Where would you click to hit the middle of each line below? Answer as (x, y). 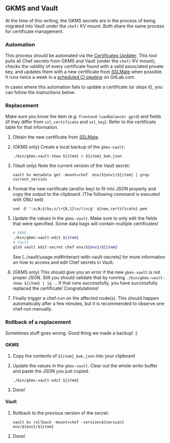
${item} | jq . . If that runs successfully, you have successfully (91, 283)
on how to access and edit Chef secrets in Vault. (63, 262)
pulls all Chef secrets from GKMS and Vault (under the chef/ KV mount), (81, 61)
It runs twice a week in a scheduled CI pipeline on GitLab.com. (71, 77)
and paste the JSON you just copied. (51, 371)
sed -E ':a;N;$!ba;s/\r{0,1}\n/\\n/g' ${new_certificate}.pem (80, 209)
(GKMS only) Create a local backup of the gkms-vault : (69, 147)
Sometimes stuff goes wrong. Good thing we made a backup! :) (72, 333)
